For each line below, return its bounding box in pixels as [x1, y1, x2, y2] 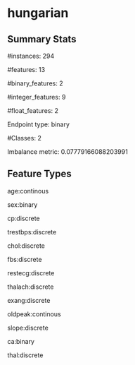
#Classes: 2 [7, 134, 42, 142]
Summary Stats [7, 33, 77, 45]
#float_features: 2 [7, 107, 58, 114]
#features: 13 [7, 66, 46, 73]
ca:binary [7, 337, 35, 345]
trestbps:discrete [7, 227, 57, 236]
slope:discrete [7, 323, 49, 332]
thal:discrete [7, 351, 44, 359]
